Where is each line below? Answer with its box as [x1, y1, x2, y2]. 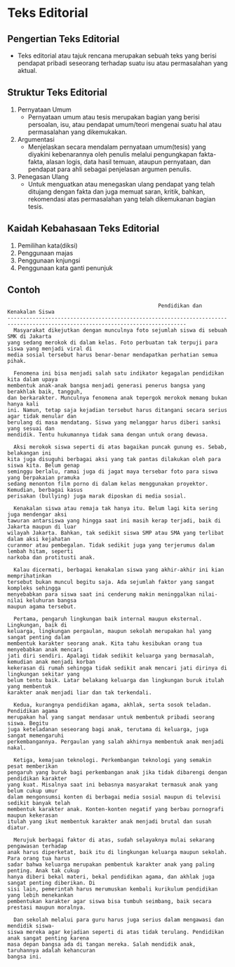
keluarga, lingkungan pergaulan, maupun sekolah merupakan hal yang [7, 628, 212, 635]
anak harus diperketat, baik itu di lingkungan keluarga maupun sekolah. [7, 849, 228, 856]
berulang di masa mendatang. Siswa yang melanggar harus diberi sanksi [7, 419, 221, 426]
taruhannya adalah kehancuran [7, 947, 96, 954]
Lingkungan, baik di [7, 622, 68, 629]
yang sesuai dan [7, 425, 55, 432]
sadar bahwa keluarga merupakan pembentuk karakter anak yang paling [7, 861, 215, 868]
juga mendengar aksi [7, 511, 68, 519]
